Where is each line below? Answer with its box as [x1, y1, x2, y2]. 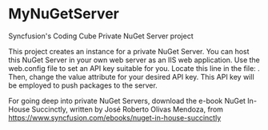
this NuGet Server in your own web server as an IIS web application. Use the [8, 55, 260, 65]
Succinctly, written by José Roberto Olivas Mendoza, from [31, 104, 224, 114]
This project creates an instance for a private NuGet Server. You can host [8, 46, 250, 56]
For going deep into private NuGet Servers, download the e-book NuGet [8, 96, 246, 105]
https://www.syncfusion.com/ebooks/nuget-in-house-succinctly [8, 112, 222, 122]
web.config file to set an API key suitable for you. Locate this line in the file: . [8, 63, 260, 73]
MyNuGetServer [8, 5, 120, 23]
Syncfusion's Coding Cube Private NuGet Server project [8, 31, 194, 41]
